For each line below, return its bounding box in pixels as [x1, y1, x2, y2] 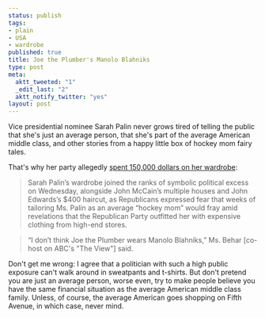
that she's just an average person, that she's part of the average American [8, 130, 251, 140]
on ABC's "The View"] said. [44, 243, 134, 254]
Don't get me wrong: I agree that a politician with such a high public [8, 259, 229, 269]
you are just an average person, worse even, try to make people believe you [8, 276, 256, 285]
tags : [8, 19, 26, 27]
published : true [8, 48, 62, 56]
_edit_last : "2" [15, 85, 69, 94]
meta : [8, 71, 26, 79]
